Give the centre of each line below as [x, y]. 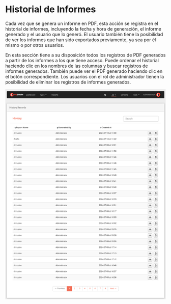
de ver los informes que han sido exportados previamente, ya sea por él [81, 40]
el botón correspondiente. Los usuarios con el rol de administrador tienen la [85, 76]
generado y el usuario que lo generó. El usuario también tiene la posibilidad [84, 34]
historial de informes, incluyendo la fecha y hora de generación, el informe [83, 29]
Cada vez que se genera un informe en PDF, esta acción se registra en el [82, 23]
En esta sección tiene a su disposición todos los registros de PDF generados [85, 55]
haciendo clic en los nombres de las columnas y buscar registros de [77, 66]
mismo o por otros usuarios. [35, 45]
